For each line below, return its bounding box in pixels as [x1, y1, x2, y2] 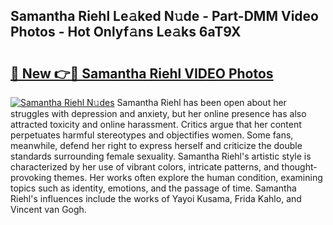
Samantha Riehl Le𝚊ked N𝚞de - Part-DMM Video [10, 8, 319, 25]
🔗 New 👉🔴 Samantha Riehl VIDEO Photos [10, 65, 274, 82]
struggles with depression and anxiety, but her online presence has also [10, 108, 307, 119]
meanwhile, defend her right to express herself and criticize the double [10, 140, 303, 151]
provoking [10, 172, 52, 183]
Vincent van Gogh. [10, 204, 87, 215]
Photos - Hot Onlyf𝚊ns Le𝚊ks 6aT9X [10, 24, 242, 41]
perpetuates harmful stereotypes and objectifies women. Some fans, [10, 129, 294, 141]
